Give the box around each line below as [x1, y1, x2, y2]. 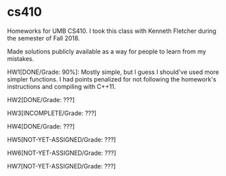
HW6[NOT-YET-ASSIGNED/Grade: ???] [7, 149, 116, 157]
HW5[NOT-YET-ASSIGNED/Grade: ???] [7, 135, 116, 144]
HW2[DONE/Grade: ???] [7, 95, 75, 103]
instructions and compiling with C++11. [7, 82, 116, 90]
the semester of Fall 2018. [7, 34, 80, 42]
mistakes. [7, 54, 34, 62]
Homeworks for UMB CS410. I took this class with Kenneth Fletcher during [7, 27, 217, 35]
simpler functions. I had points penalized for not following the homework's [7, 75, 217, 83]
